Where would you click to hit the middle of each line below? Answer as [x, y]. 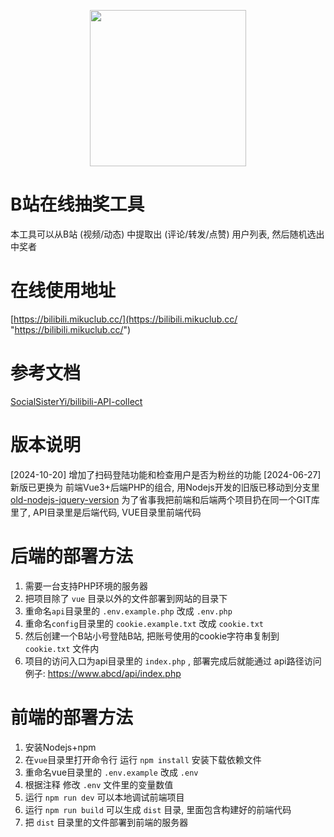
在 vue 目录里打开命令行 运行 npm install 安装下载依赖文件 [143, 759]
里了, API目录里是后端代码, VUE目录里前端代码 [106, 512]
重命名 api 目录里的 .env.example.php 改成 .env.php [128, 611]
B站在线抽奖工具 [77, 204]
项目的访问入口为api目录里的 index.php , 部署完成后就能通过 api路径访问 [173, 661]
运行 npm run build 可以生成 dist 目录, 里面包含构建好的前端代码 [158, 809]
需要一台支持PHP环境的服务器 [86, 586]
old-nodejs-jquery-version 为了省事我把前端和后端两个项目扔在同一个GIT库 [165, 499]
